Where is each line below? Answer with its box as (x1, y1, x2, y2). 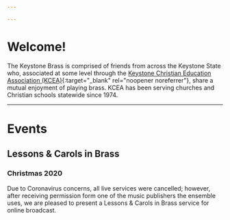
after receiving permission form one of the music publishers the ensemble (7, 191, 216, 200)
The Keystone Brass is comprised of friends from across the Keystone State (7, 61, 221, 70)
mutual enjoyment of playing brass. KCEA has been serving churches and (7, 83, 215, 92)
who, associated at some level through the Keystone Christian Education (7, 69, 212, 77)
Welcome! (7, 39, 66, 55)
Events (7, 121, 48, 137)
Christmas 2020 (7, 169, 63, 178)
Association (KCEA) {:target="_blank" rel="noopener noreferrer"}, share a (7, 76, 214, 84)
